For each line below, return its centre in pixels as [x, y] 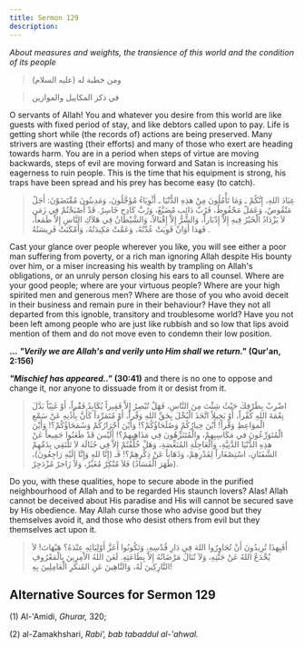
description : [34, 26]
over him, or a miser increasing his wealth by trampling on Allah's [131, 265]
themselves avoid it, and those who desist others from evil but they [135, 520]
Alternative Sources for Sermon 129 [113, 595]
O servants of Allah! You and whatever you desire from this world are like [146, 115]
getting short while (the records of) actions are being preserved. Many [141, 134]
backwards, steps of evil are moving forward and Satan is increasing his [144, 163]
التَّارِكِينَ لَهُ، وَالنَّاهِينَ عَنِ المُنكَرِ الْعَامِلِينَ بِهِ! [102, 566]
